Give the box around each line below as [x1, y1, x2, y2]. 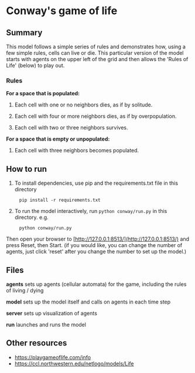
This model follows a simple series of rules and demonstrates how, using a [6, 43, 186, 50]
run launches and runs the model [6, 321, 87, 328]
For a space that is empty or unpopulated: [6, 135, 110, 142]
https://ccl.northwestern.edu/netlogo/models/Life [14, 360, 134, 367]
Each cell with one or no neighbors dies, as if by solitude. [14, 101, 153, 108]
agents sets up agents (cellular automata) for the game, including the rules [6, 281, 187, 288]
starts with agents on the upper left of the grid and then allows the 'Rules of [6, 56, 189, 62]
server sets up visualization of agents [6, 309, 98, 317]
